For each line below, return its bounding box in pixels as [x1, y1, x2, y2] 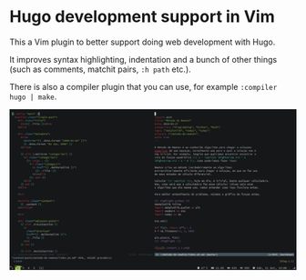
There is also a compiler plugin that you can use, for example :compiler [9, 81, 278, 92]
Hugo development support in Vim [9, 6, 275, 27]
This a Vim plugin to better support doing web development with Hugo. [9, 36, 276, 47]
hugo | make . [9, 91, 57, 102]
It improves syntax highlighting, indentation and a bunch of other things [9, 54, 278, 65]
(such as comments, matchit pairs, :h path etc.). [9, 64, 191, 75]
